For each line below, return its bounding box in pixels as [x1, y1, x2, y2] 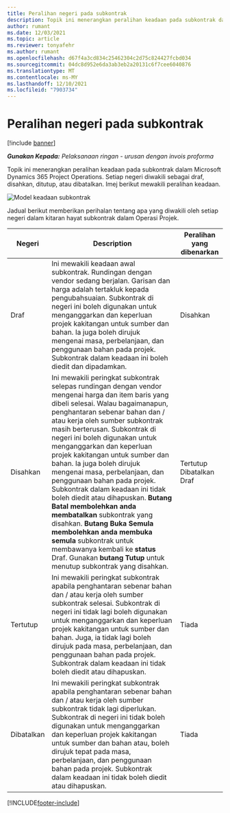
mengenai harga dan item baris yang [51, 390, 169, 400]
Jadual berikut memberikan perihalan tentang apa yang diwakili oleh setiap [7, 207, 219, 215]
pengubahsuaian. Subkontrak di [51, 293, 154, 303]
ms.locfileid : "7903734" [7, 86, 78, 93]
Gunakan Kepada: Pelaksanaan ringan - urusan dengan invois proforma [7, 152, 214, 161]
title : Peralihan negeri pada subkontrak [7, 10, 127, 17]
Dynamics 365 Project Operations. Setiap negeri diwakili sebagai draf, [7, 173, 205, 181]
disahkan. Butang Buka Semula [51, 519, 154, 528]
